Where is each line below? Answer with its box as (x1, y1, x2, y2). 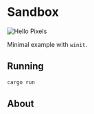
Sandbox (7, 4, 60, 20)
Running (7, 60, 45, 73)
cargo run (7, 79, 36, 86)
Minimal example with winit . (7, 40, 88, 48)
